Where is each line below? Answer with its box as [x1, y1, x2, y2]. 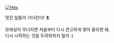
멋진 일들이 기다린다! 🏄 [5, 15, 50, 21]
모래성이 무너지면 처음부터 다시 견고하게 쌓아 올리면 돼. [5, 27, 110, 32]
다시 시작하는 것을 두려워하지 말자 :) [5, 33, 74, 39]
